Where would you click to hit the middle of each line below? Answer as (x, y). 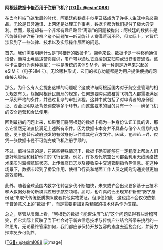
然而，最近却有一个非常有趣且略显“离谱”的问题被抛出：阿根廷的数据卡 (83, 30)
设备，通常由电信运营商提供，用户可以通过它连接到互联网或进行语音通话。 (79, 59)
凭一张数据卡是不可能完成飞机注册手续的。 (48, 140)
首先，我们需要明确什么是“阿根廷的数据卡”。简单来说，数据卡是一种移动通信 (81, 53)
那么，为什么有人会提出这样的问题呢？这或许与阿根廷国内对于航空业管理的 (79, 87)
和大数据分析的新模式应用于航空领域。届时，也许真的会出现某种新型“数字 (78, 192)
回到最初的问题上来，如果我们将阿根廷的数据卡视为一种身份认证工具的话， (79, 122)
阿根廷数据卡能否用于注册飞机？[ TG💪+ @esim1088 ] (57, 8)
